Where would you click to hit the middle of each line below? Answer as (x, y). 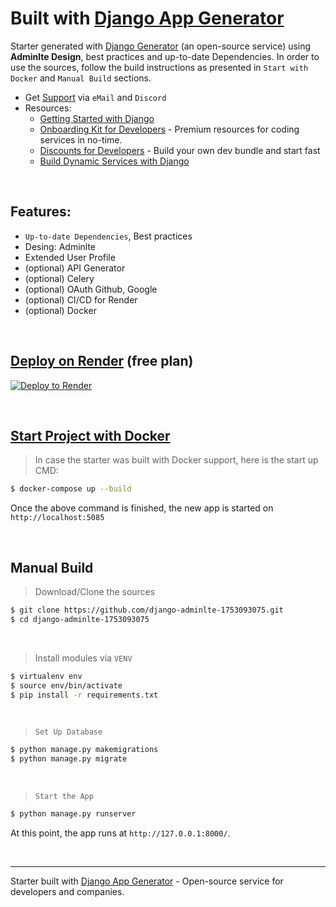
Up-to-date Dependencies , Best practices (108, 236)
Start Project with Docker (90, 435)
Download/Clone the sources (95, 592)
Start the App (64, 797)
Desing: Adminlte (60, 246)
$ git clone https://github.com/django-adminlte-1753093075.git (147, 610)
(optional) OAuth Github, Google (91, 289)
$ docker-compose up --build (71, 489)
